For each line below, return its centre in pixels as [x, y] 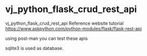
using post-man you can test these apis [46, 38]
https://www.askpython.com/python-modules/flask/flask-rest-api [73, 28]
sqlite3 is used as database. [34, 48]
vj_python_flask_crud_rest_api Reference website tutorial [65, 23]
